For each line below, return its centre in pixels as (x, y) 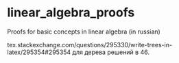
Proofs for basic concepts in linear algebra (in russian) (84, 32)
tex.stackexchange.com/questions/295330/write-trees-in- (90, 45)
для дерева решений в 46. (111, 52)
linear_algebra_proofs (71, 13)
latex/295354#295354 (39, 52)
